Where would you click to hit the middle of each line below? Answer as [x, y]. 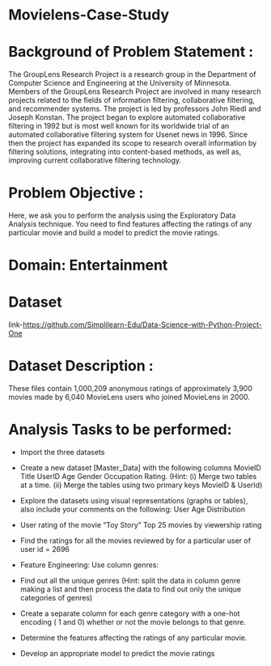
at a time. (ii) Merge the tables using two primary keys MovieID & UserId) [141, 485]
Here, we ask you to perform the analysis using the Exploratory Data [122, 215]
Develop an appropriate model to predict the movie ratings [117, 654]
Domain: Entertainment [88, 265]
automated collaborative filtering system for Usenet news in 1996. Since [128, 134]
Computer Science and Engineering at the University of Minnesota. [120, 83]
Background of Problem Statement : [131, 52]
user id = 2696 [45, 549]
